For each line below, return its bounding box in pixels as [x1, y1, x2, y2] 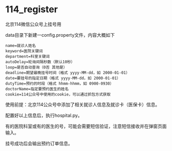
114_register [5, 4, 58, 15]
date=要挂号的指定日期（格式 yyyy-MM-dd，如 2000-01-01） [5, 75, 121, 81]
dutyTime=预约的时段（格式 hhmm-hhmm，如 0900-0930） [5, 81, 114, 86]
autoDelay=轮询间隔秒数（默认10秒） [5, 59, 75, 64]
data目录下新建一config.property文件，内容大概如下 [5, 32, 115, 38]
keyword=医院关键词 [5, 48, 43, 54]
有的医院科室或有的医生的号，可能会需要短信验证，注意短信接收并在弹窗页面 [5, 123, 167, 129]
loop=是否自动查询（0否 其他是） [5, 65, 68, 70]
